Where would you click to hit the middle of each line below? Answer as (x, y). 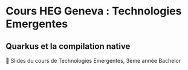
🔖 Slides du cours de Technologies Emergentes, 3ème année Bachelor (93, 61)
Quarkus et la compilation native (68, 46)
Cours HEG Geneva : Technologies (94, 11)
